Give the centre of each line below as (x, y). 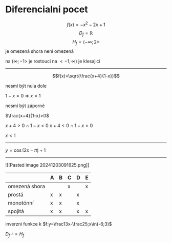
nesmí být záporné (25, 106)
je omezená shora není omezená (40, 51)
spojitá (16, 211)
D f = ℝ (86, 33)
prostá (16, 195)
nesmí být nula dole (26, 86)
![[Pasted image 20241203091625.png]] (47, 165)
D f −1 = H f (15, 234)
